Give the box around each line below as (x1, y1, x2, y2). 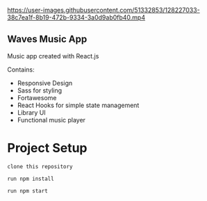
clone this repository (7, 163, 73, 170)
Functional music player (17, 115, 85, 124)
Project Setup (7, 140, 88, 156)
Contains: (7, 65, 35, 74)
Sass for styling (17, 86, 63, 95)
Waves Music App (7, 33, 88, 45)
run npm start (7, 187, 49, 194)
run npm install (7, 175, 54, 182)
